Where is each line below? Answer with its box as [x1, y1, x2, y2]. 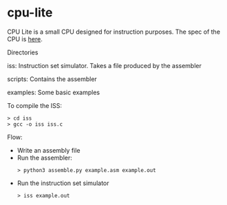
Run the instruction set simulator [17, 179, 109, 187]
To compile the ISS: [7, 101, 63, 109]
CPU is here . [7, 34, 43, 43]
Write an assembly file [17, 146, 80, 154]
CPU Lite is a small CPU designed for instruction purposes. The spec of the [7, 28, 221, 36]
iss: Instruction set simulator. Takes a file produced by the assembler [7, 61, 202, 69]
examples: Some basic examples [7, 88, 100, 96]
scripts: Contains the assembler [7, 74, 98, 83]
